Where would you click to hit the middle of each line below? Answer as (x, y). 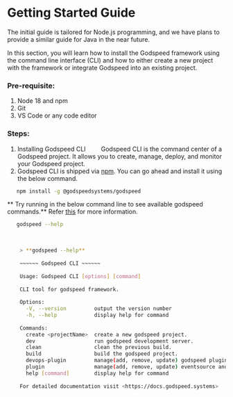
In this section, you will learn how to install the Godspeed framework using (113, 53)
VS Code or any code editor (57, 115)
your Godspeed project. (51, 163)
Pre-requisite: (31, 86)
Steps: (18, 133)
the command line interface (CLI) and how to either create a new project (110, 60)
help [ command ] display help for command (97, 373)
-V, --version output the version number (98, 309)
